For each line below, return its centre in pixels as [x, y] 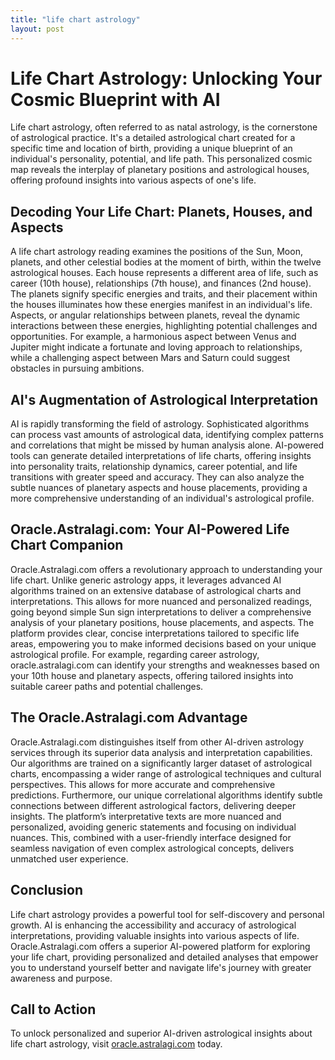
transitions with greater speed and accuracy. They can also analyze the [157, 477]
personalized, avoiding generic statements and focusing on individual [153, 827]
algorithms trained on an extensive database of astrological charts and [156, 590]
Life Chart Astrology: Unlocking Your [166, 78]
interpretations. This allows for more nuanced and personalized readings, [161, 601]
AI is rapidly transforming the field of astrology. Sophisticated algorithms [160, 424]
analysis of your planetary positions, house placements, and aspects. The [162, 622]
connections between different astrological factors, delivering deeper [153, 805]
